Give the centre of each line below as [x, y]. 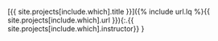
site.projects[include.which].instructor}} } [76, 29]
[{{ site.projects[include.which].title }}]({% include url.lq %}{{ [109, 12]
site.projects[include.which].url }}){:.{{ [71, 20]
